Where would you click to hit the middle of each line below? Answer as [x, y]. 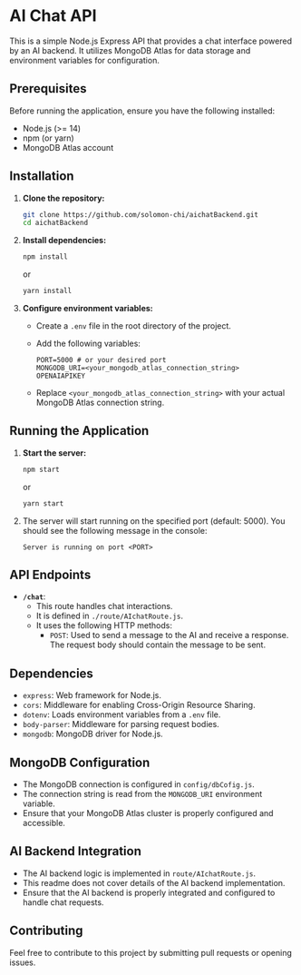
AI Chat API [53, 16]
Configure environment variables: [87, 309]
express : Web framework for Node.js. [92, 695]
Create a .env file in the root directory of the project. [133, 326]
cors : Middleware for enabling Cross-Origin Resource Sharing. [139, 705]
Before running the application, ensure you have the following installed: [142, 111]
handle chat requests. [63, 902]
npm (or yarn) [48, 138]
